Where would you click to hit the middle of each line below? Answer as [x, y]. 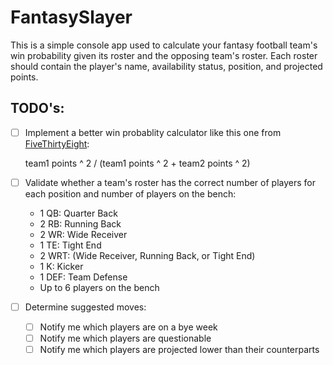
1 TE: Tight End [70, 245]
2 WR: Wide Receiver [83, 234]
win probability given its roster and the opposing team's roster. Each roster [164, 55]
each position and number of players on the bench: [130, 193]
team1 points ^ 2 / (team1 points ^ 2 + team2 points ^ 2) [137, 163]
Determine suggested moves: [85, 307]
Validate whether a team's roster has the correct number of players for [170, 182]
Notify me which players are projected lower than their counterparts [179, 350]
